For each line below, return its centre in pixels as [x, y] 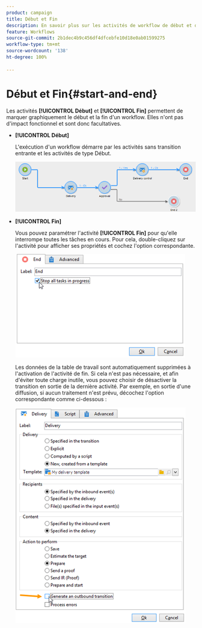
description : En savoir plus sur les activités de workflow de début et [99, 25]
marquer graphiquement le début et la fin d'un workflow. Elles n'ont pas [95, 117]
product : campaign [29, 13]
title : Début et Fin [32, 19]
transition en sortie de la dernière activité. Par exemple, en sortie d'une [103, 386]
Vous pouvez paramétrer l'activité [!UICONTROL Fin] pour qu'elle [96, 233]
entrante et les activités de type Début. [63, 153]
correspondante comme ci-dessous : [61, 399]
